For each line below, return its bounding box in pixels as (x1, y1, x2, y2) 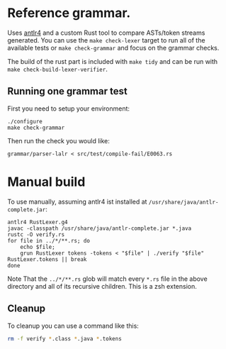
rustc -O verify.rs (7, 231, 65, 238)
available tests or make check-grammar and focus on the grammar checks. (7, 43, 220, 52)
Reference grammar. (7, 5, 131, 21)
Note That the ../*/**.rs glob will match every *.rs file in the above (7, 275, 208, 283)
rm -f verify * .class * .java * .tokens (7, 335, 122, 342)
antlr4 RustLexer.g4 (7, 218, 69, 226)
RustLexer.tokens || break (7, 255, 87, 263)
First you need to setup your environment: (7, 104, 130, 113)
